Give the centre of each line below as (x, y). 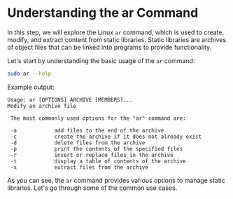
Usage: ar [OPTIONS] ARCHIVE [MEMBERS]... (70, 99)
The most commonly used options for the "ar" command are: (98, 118)
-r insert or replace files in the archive (92, 155)
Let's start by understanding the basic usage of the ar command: (101, 60)
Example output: (31, 87)
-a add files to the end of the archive (87, 130)
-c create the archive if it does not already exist (106, 137)
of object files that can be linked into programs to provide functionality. (110, 47)
